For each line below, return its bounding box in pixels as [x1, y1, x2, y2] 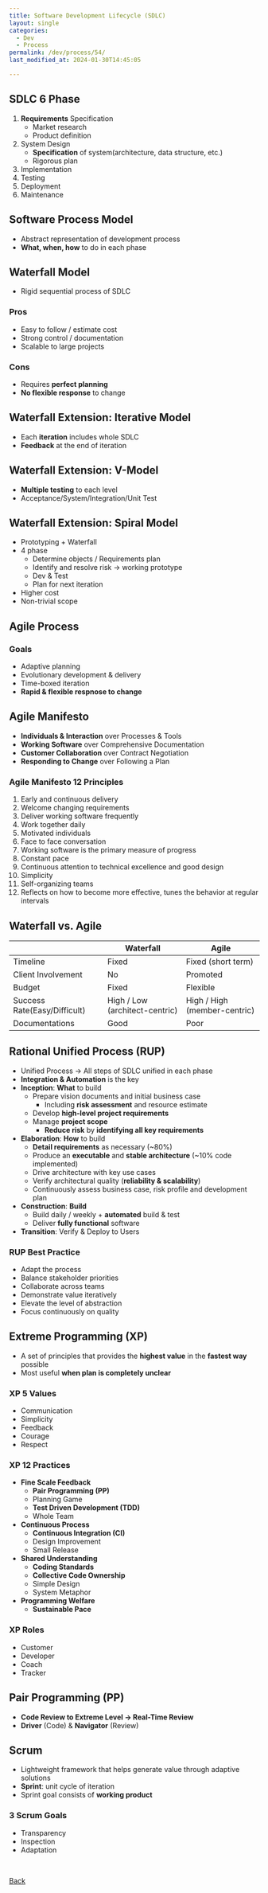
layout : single [9, 19, 60, 27]
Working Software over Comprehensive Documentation [20, 740, 205, 749]
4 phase [20, 546, 49, 556]
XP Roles [9, 1625, 45, 1636]
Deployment [20, 181, 61, 191]
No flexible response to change [20, 388, 126, 397]
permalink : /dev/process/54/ [9, 49, 106, 57]
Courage [20, 1431, 50, 1441]
